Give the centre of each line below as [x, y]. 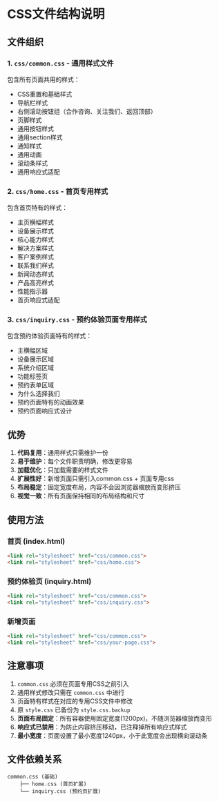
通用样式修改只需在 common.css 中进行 [71, 692]
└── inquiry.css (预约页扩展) [60, 792]
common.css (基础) [32, 777]
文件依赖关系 [35, 760]
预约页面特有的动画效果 [50, 402]
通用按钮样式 [35, 128]
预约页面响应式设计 [45, 411]
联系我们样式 [35, 266]
